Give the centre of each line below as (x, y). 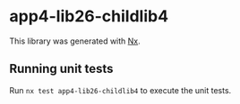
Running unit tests (61, 69)
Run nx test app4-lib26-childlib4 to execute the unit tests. (120, 90)
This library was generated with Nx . (75, 41)
